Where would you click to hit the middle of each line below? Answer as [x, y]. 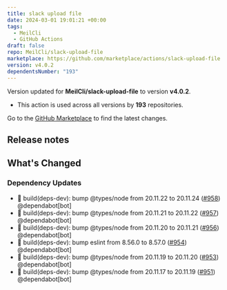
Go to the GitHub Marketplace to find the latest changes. [87, 118]
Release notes [38, 139]
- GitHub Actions [38, 39]
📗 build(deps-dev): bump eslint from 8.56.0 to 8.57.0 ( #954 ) [102, 242]
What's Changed [44, 163]
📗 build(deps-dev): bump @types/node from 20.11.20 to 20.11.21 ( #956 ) [118, 227]
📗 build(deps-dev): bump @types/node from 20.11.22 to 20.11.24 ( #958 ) [119, 198]
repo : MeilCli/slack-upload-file [55, 53]
